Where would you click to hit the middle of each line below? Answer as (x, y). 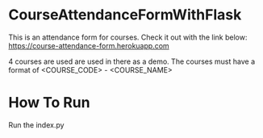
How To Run (49, 103)
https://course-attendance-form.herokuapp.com (89, 45)
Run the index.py (36, 125)
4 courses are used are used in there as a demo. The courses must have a (132, 61)
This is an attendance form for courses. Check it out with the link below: (128, 37)
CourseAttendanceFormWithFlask (125, 15)
